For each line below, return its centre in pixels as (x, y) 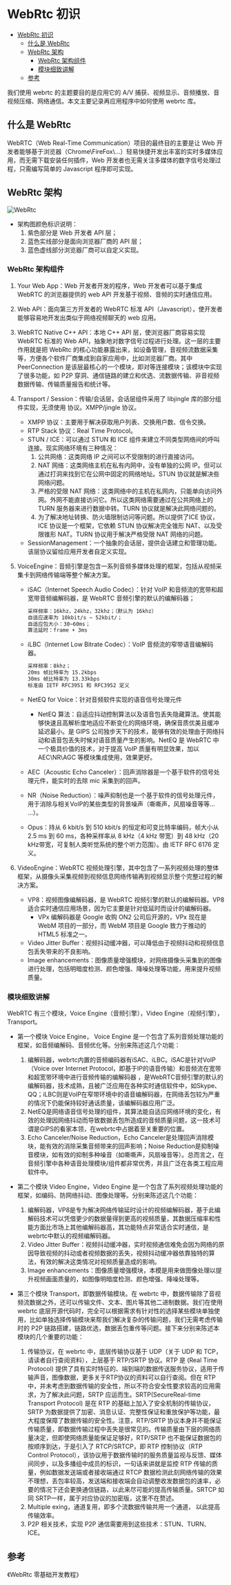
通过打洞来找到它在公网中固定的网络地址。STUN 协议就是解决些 (129, 474)
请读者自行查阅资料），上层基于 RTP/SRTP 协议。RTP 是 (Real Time (122, 1360)
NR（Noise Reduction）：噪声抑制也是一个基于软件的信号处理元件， (123, 795)
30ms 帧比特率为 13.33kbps (63, 679)
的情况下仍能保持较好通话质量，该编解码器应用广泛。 (103, 1103)
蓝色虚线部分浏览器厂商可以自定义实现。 (85, 250)
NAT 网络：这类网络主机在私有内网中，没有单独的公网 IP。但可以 (130, 465)
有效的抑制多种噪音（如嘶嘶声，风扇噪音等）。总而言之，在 (141, 1155)
